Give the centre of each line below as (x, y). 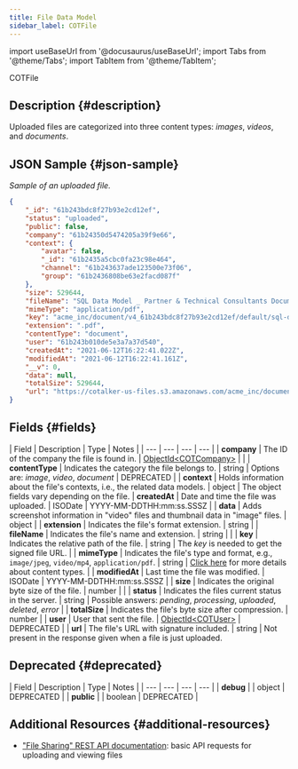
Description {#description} (85, 105)
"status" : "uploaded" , (67, 218)
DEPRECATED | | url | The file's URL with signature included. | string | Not (143, 628)
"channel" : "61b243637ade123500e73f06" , (117, 268)
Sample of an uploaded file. (60, 186)
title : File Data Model (53, 17)
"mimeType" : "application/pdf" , (85, 309)
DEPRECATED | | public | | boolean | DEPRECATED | (104, 696)
